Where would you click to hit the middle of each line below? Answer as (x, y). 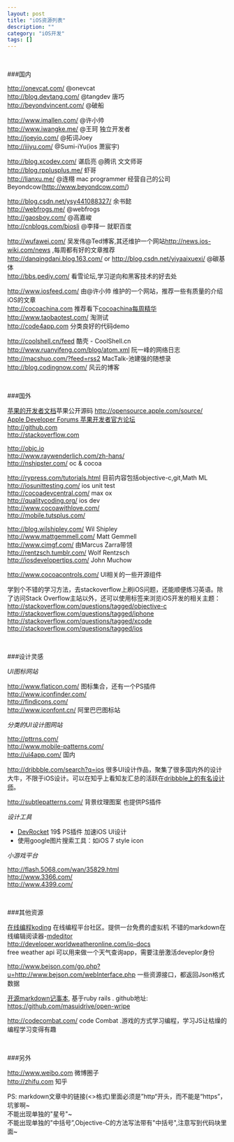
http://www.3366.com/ (40, 877)
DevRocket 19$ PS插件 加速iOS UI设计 (72, 832)
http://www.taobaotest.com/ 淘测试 (58, 318)
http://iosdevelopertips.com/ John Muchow (70, 560)
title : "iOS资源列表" (37, 20)
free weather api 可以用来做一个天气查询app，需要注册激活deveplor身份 (111, 952)
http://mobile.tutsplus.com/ (46, 515)
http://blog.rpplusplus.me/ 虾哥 (52, 170)
